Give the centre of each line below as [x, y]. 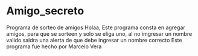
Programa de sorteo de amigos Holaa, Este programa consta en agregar [96, 27]
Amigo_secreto [45, 11]
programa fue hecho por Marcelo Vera [54, 46]
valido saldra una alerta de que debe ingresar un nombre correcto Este [94, 40]
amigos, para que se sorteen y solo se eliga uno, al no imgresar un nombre [99, 33]
